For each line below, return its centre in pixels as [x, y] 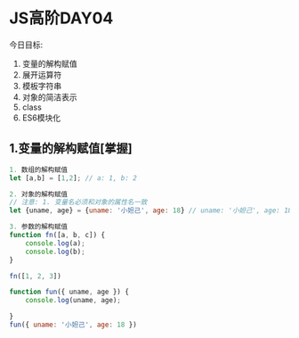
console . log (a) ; [56, 243]
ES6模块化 [41, 118]
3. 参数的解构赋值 [39, 227]
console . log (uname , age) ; [73, 301]
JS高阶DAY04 [61, 18]
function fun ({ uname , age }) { [69, 292]
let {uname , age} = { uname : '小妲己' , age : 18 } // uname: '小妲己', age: [145, 210]
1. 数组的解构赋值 [39, 169]
